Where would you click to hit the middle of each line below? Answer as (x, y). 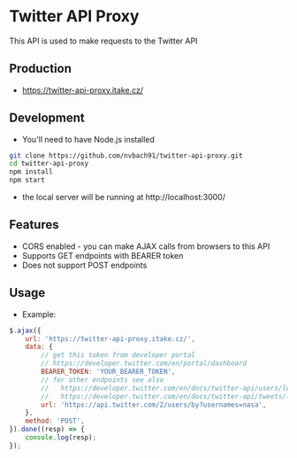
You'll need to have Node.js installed (88, 139)
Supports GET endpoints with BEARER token (103, 255)
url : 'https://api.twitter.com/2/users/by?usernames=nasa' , (154, 405)
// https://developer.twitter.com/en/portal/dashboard (144, 364)
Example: (39, 314)
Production (41, 69)
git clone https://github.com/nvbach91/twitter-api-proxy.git (126, 155)
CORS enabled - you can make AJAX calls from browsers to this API (146, 246)
